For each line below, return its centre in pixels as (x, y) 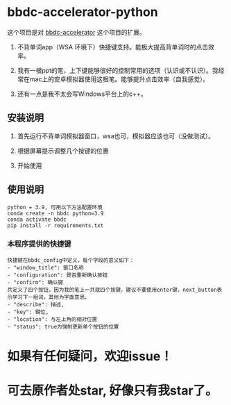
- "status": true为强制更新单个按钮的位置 (63, 327)
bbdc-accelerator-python (83, 12)
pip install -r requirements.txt (55, 225)
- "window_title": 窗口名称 (46, 267)
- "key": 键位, (28, 312)
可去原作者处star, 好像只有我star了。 (112, 391)
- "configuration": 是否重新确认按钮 (58, 275)
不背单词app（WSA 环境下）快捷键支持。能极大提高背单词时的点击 (113, 47)
